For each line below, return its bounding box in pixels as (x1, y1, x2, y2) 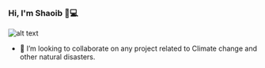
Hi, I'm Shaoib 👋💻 (8, 7, 78, 18)
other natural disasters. (19, 52, 96, 62)
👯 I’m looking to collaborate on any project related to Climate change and (19, 43, 257, 54)
